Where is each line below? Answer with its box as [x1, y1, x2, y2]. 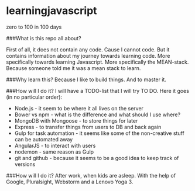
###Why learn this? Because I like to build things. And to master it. [6, 76, 167, 83]
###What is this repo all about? [6, 34, 81, 41]
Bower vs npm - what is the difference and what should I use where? [14, 111, 180, 118]
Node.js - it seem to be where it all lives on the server [14, 105, 143, 112]
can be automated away [14, 136, 73, 143]
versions [14, 161, 36, 168]
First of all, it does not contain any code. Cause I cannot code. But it [6, 46, 170, 53]
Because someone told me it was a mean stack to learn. [6, 64, 141, 71]
